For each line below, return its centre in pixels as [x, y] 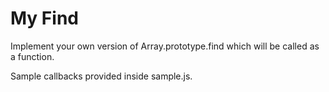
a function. [32, 56]
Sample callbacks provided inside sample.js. [101, 76]
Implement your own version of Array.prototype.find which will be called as [165, 46]
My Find [44, 18]
